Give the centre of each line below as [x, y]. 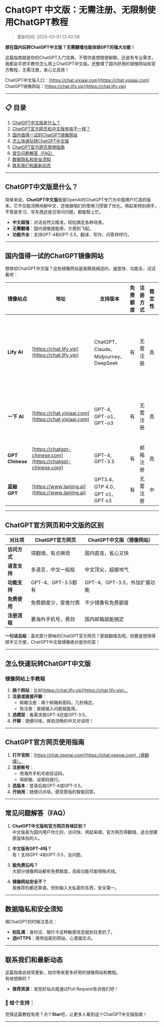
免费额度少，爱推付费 [55, 603]
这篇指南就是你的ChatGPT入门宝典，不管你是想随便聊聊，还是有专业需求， [81, 57]
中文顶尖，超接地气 [107, 570]
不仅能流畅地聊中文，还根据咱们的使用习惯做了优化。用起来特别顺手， [88, 205]
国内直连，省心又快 [107, 553]
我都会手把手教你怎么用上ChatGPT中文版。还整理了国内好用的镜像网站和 [78, 64]
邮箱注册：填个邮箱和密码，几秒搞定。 [58, 702]
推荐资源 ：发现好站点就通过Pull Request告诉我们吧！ [65, 989]
